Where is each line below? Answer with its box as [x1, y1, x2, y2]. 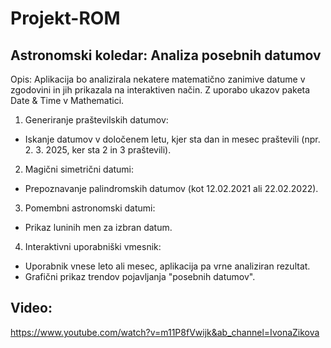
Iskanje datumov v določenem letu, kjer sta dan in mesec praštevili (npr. [24, 133, 321, 145]
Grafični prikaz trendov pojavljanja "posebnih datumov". [24, 271, 256, 282]
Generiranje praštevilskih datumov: [24, 114, 169, 126]
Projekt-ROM [10, 7, 121, 30]
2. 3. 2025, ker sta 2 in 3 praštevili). [24, 144, 172, 156]
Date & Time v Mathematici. [10, 95, 125, 106]
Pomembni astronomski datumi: [24, 202, 156, 214]
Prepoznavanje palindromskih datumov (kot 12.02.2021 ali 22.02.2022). [24, 183, 319, 194]
